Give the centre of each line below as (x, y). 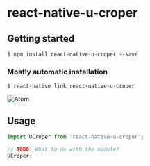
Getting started (41, 39)
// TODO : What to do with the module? (63, 149)
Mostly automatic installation (58, 72)
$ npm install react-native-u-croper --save (73, 54)
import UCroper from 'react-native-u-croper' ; (76, 137)
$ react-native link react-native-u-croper (71, 86)
